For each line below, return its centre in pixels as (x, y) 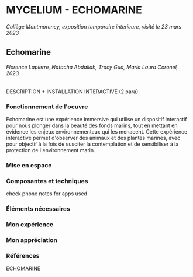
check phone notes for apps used (47, 194)
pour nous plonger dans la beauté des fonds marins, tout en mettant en (92, 125)
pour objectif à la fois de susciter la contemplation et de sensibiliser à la (92, 144)
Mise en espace (29, 165)
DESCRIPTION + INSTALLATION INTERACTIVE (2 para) (72, 92)
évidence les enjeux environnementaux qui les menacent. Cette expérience (97, 131)
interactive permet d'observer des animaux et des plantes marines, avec (93, 138)
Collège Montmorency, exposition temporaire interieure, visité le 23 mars (94, 26)
